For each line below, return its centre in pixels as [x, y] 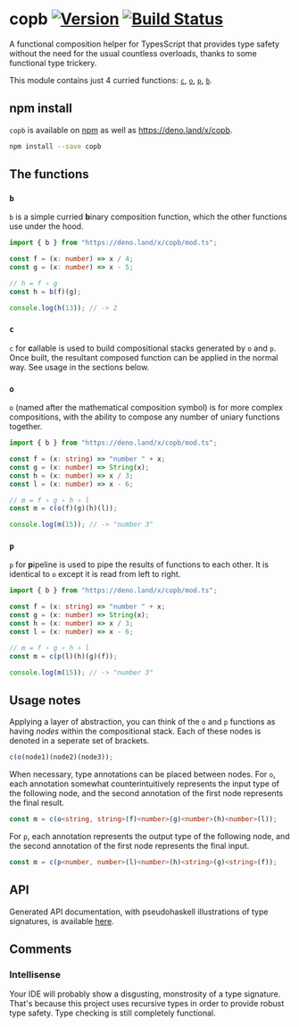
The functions [49, 174]
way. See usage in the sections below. [79, 367]
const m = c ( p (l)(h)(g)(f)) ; [63, 656]
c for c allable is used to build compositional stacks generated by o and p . [143, 348]
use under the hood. [46, 226]
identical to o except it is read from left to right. [95, 574]
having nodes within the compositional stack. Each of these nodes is [135, 731]
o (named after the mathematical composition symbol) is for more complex [146, 408]
